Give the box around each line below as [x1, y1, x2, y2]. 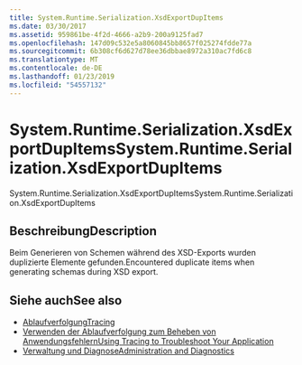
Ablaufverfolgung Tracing [22, 317, 115, 328]
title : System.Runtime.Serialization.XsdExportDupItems [9, 13, 224, 23]
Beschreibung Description [9, 223, 158, 239]
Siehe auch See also [9, 293, 123, 308]
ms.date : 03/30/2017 [9, 22, 87, 31]
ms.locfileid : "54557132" [9, 80, 106, 89]
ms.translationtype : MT [9, 55, 99, 64]
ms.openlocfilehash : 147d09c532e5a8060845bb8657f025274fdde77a [9, 38, 252, 48]
